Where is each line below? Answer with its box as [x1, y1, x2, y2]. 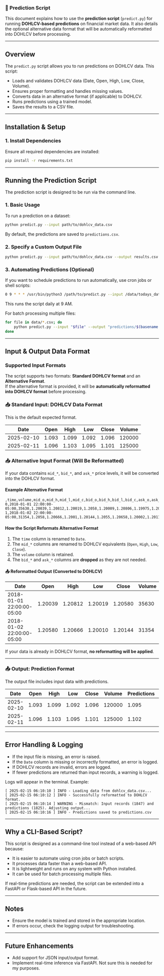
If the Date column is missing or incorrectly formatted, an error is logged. [12, 759, 159, 765]
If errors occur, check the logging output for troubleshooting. [12, 923, 135, 929]
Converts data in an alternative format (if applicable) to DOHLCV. [12, 93, 143, 100]
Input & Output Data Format [5, 347, 90, 355]
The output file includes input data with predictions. [5, 678, 109, 684]
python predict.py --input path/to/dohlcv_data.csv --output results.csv [5, 254, 159, 259]
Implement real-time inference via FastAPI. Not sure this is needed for [12, 960, 153, 966]
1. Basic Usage [5, 201, 41, 208]
